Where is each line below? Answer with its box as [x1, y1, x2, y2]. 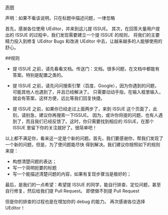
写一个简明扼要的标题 [12, 165, 57, 170]
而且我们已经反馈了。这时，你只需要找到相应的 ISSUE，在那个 [26, 118, 154, 124]
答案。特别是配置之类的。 [12, 72, 66, 78]
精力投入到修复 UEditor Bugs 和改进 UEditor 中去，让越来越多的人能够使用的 [5, 38, 162, 44]
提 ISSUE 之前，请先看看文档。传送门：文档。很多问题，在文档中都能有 [12, 66, 160, 72]
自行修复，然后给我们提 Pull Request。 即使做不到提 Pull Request [5, 188, 139, 194]
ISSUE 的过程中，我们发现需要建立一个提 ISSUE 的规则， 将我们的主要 [15, 32, 160, 38]
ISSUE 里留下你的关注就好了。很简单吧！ [12, 125, 97, 130]
